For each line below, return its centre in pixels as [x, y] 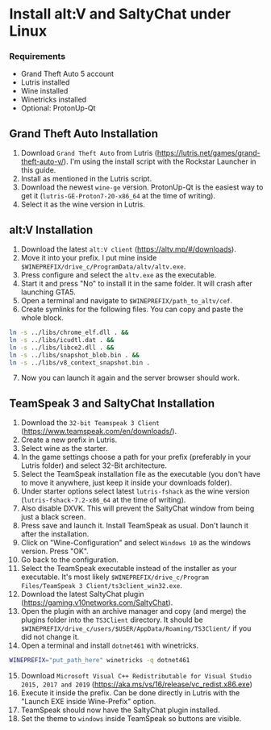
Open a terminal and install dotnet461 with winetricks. [110, 645]
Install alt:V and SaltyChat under [120, 14]
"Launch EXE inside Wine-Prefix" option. [88, 702]
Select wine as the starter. [64, 448]
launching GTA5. [48, 292]
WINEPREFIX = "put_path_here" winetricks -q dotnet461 [100, 661]
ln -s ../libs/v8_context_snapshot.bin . [80, 363]
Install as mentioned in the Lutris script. [86, 179]
